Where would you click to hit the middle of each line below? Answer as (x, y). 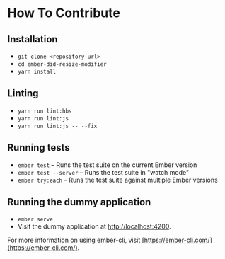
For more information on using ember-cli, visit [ (76, 240)
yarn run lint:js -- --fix (57, 126)
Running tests (39, 148)
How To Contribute (64, 13)
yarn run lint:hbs (45, 111)
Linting (23, 93)
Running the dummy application (79, 202)
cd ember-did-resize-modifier (62, 64)
